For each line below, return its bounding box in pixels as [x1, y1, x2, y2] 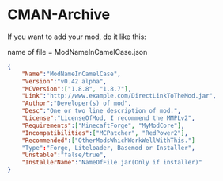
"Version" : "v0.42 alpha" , [21, 77, 108, 85]
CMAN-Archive [7, 6, 111, 24]
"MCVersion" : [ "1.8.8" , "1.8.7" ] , [21, 85, 132, 93]
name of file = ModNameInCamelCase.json [7, 47, 148, 56]
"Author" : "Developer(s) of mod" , [21, 99, 132, 108]
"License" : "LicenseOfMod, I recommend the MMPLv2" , [21, 114, 195, 122]
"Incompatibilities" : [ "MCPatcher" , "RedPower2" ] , [21, 129, 189, 137]
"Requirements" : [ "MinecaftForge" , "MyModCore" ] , [21, 121, 185, 129]
